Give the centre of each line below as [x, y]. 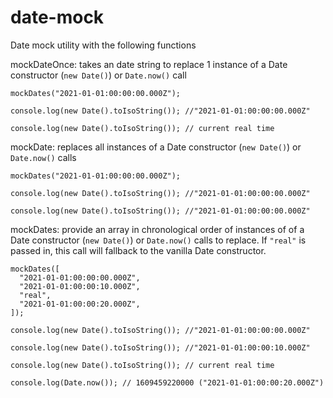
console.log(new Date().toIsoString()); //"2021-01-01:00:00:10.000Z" [160, 347]
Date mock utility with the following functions [103, 45]
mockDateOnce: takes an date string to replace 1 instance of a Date [149, 64]
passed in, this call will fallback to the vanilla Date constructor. [138, 250]
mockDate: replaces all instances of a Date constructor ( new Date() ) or [156, 147]
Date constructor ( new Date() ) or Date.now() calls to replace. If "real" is [158, 240]
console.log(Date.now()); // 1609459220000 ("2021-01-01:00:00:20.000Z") [167, 382]
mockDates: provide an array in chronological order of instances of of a [157, 229]
